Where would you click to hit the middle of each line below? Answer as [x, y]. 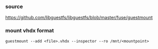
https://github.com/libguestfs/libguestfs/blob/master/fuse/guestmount [79, 18]
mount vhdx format [30, 31]
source [14, 7]
